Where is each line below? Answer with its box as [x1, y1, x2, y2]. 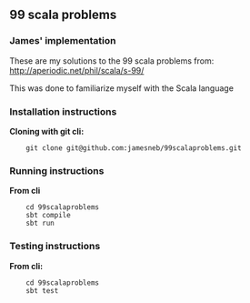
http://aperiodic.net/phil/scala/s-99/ [9, 65, 145, 76]
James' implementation [9, 35, 116, 47]
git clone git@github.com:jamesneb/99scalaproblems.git [25, 143, 243, 153]
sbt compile [25, 211, 71, 220]
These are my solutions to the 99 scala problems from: [9, 55, 215, 66]
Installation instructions [9, 105, 117, 117]
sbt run [25, 218, 55, 228]
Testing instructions [9, 240, 101, 253]
